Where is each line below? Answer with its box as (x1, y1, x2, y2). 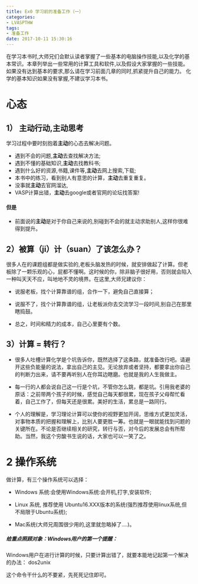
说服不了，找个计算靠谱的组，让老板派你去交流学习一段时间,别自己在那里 (14, 301, 192, 308)
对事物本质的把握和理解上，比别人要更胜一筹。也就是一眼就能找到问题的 (14, 417, 190, 424)
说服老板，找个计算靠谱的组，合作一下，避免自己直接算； (14, 288, 154, 295)
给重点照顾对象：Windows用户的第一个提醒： (6, 535, 118, 542)
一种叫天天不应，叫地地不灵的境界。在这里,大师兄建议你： (6, 276, 147, 283)
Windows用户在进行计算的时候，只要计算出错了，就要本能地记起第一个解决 (6, 551, 189, 558)
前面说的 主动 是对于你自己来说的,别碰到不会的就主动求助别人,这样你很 (14, 218, 183, 225)
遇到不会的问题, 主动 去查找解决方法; (14, 152, 101, 159)
